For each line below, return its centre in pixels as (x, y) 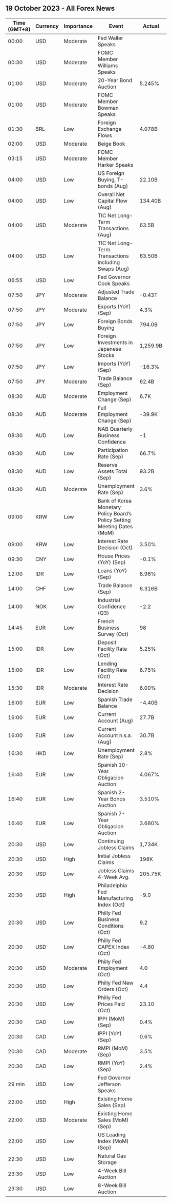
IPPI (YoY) (110, 1033)
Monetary (109, 507)
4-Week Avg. (114, 877)
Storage (107, 1162)
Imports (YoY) (114, 364)
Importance (78, 26)
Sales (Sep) (112, 1105)
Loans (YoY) (112, 570)
